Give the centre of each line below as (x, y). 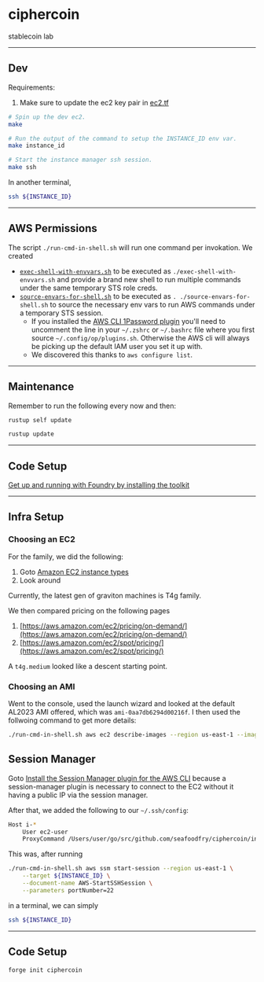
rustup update (31, 434)
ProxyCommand (44, 839)
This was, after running (46, 854)
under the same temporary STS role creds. (89, 288)
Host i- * (22, 824)
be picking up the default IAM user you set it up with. (117, 346)
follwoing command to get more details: (72, 720)
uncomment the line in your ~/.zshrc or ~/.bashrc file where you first (143, 329)
